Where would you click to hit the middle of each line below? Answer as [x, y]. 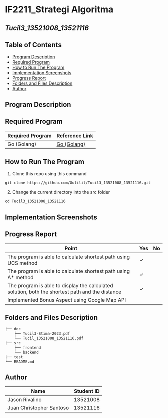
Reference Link [75, 135]
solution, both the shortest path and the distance [65, 292]
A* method [21, 277]
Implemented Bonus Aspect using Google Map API [67, 300]
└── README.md [20, 362]
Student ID [87, 391]
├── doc [13, 329]
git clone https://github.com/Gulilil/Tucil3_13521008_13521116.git [78, 183]
